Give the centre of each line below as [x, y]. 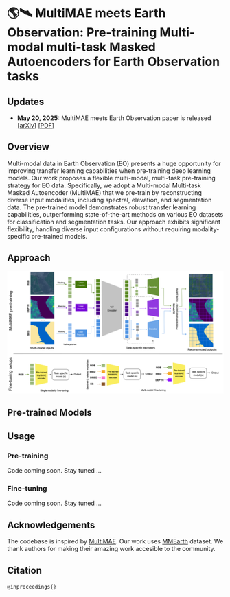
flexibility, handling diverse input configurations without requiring [99, 229]
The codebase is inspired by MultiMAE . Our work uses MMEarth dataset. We [115, 541]
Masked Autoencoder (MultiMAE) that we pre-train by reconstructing [105, 192]
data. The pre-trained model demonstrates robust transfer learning [102, 207]
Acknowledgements [51, 525]
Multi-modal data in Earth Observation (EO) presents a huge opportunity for [114, 163]
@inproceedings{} [32, 587]
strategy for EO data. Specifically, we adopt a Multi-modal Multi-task [104, 185]
